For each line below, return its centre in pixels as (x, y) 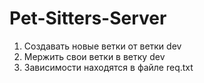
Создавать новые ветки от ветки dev (102, 46)
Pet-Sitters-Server (88, 18)
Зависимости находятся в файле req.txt (108, 67)
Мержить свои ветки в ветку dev (94, 56)
